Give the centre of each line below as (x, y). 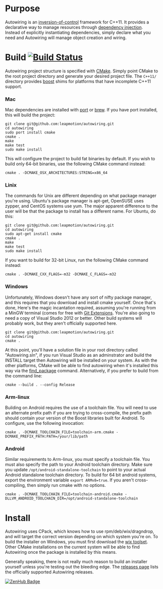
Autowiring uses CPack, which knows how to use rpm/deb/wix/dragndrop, (80, 531)
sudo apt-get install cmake (34, 234)
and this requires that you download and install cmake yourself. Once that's (81, 302)
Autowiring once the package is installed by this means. (61, 552)
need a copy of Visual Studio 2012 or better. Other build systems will (73, 318)
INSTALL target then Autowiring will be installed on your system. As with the (81, 360)
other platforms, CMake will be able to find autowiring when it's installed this (81, 365)
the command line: (24, 376)
